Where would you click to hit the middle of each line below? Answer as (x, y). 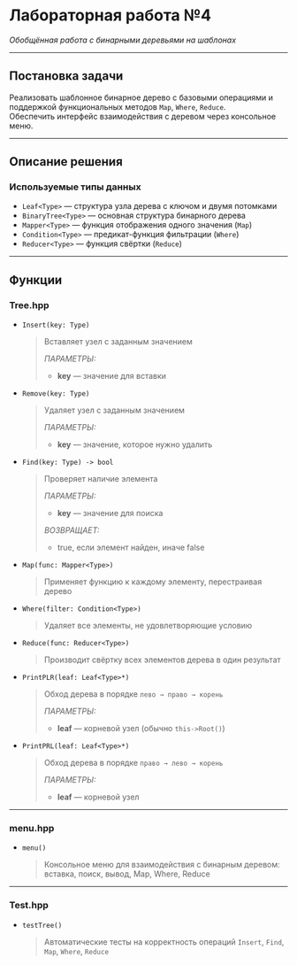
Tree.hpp (30, 305)
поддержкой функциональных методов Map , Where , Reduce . (118, 106)
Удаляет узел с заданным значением (114, 410)
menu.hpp (32, 829)
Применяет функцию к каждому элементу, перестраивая (153, 582)
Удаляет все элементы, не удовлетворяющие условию (148, 626)
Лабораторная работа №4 (110, 15)
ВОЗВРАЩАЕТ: (72, 530)
